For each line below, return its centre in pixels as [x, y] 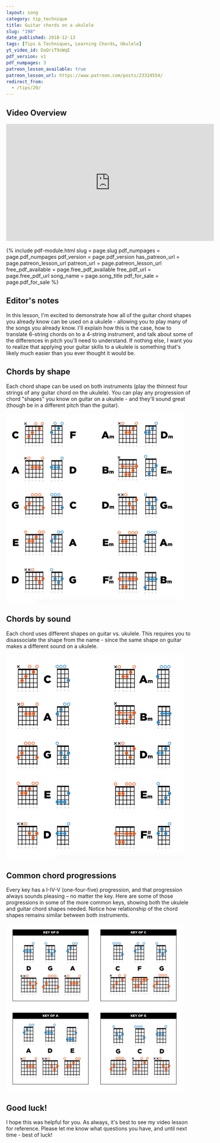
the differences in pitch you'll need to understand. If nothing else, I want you [99, 340]
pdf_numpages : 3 [26, 62]
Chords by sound [39, 619]
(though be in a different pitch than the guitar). [63, 405]
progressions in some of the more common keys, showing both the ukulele [97, 903]
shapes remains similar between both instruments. [68, 915]
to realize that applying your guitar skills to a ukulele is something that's [93, 347]
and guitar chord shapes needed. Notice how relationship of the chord [92, 909]
